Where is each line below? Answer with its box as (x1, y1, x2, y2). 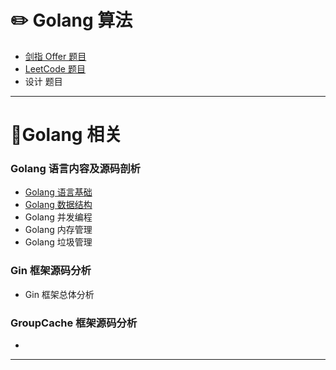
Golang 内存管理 (24, 224, 93, 236)
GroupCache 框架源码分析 (10, 316, 138, 330)
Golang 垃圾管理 (24, 236, 93, 248)
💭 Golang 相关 (10, 124, 123, 146)
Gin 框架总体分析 (24, 288, 95, 300)
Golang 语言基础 (24, 186, 93, 198)
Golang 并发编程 (24, 211, 93, 223)
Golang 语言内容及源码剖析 (10, 162, 141, 176)
